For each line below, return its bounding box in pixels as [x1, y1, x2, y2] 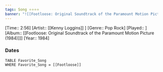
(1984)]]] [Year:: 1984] [5, 35, 49, 41]
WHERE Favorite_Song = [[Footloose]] [5, 62, 81, 67]
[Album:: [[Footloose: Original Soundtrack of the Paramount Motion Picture [5, 30, 154, 36]
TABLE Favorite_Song [5, 58, 47, 63]
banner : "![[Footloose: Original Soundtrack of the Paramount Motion [5, 12, 149, 16]
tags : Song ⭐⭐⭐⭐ [5, 7, 40, 12]
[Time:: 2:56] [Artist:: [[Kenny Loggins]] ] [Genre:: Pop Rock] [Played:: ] [5, 25, 147, 30]
